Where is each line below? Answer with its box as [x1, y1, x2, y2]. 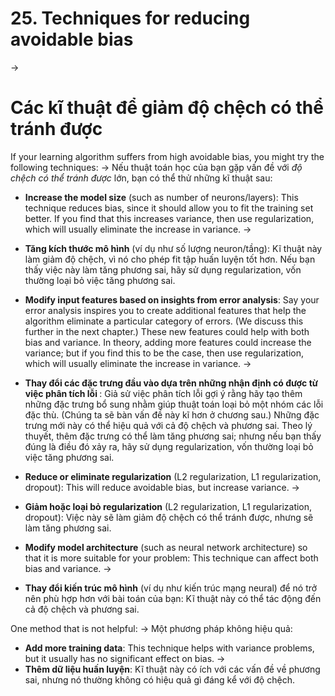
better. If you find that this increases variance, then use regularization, [24, 212, 315, 224]
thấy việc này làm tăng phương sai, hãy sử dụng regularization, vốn [24, 263, 302, 276]
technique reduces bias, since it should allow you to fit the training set [24, 202, 314, 214]
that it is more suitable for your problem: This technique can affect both [24, 552, 319, 564]
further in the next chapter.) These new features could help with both [24, 325, 310, 337]
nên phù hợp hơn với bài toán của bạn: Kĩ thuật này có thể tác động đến [24, 592, 322, 604]
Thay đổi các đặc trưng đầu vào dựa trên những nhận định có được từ [24, 377, 319, 389]
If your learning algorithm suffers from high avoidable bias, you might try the [10, 150, 325, 162]
